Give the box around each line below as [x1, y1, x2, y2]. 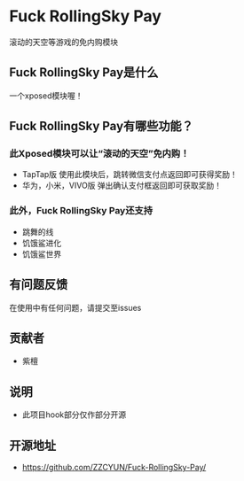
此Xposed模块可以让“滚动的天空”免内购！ [9, 148, 190, 160]
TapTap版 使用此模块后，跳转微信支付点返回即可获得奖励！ [21, 169, 238, 180]
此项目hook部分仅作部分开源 [21, 409, 127, 420]
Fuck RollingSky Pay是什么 [9, 65, 159, 81]
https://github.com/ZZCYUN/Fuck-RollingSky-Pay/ [21, 462, 207, 472]
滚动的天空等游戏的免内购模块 [9, 36, 118, 47]
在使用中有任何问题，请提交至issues [9, 302, 142, 313]
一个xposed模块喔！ [9, 90, 83, 101]
